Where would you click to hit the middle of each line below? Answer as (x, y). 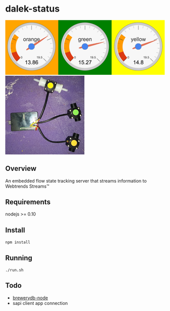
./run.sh (14, 270)
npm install (18, 242)
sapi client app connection (40, 303)
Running (19, 258)
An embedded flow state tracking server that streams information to (76, 181)
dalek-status (32, 9)
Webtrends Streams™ (27, 186)
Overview (21, 169)
